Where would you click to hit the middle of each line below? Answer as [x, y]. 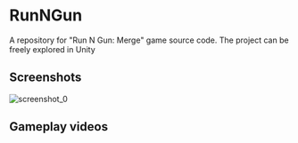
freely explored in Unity [52, 49]
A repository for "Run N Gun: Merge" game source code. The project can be [149, 40]
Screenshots [46, 78]
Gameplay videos [59, 127]
